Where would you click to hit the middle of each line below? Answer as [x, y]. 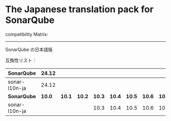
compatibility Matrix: [27, 34]
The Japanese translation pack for [79, 9]
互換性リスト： [21, 60]
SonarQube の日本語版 [29, 49]
